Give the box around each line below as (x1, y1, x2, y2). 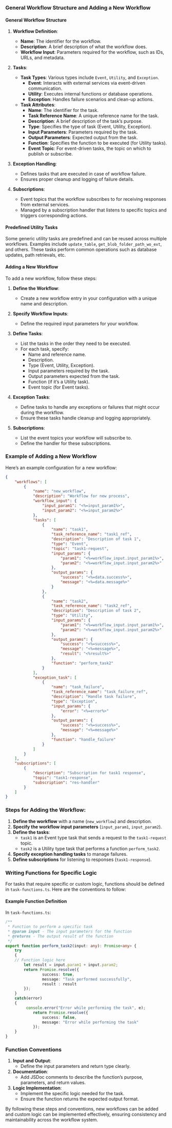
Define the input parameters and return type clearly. (20, 1063, 131, 1069)
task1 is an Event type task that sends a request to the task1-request (20, 834, 167, 840)
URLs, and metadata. (20, 54, 65, 61)
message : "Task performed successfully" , (42, 977, 132, 982)
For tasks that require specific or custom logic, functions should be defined (5, 881, 165, 887)
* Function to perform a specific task (7, 924, 93, 929)
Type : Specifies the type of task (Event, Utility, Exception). (28, 124, 152, 130)
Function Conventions (5, 1046, 62, 1053)
